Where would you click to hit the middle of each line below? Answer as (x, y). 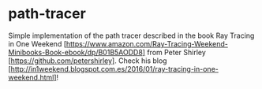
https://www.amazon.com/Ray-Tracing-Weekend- (147, 43)
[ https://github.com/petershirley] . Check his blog (88, 61)
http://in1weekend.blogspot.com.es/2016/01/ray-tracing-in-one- (114, 69)
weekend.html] (32, 77)
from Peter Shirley (177, 52)
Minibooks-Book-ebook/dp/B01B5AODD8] (77, 52)
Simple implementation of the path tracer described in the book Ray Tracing (131, 35)
